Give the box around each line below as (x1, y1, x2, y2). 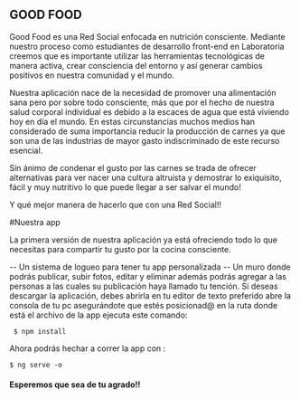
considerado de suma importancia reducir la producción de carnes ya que (9, 126, 286, 137)
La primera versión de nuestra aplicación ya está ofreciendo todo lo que (9, 234, 278, 245)
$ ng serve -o (9, 360, 63, 369)
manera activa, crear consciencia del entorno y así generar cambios (9, 60, 263, 71)
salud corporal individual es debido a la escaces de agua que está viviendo (9, 106, 289, 117)
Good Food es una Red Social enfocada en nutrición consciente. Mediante (9, 31, 286, 42)
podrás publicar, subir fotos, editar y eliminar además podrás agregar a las (9, 271, 287, 281)
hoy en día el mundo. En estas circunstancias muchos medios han (9, 116, 256, 127)
